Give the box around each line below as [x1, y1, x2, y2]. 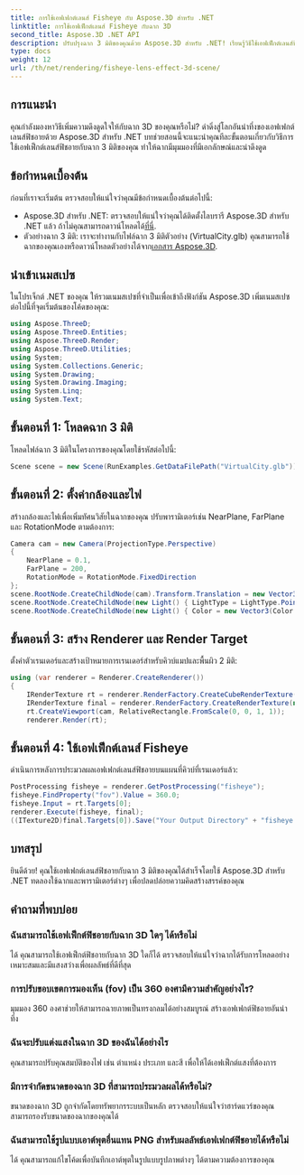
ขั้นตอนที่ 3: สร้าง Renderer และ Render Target [10, 631, 248, 647]
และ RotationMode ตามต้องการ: [10, 521, 115, 532]
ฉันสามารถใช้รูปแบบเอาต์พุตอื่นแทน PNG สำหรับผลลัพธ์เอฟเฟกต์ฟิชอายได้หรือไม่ [10, 1134, 290, 1146]
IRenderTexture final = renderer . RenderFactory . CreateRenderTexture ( [26, 698, 294, 707]
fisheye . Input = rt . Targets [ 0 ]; [10, 799, 132, 808]
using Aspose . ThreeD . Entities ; [10, 328, 128, 337]
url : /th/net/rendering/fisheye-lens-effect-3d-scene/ [10, 64, 221, 73]
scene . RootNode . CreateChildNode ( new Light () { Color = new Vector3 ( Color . [10, 606, 298, 615]
